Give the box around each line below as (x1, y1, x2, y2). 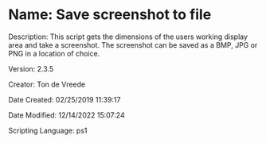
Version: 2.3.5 (8, 64, 54, 73)
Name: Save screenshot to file (8, 6, 212, 24)
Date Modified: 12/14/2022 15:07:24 (8, 110, 125, 120)
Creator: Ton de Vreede (8, 79, 86, 89)
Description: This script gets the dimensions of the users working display (8, 32, 248, 41)
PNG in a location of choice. (8, 48, 100, 58)
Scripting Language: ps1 (8, 126, 88, 135)
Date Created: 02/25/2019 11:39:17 (8, 95, 121, 104)
